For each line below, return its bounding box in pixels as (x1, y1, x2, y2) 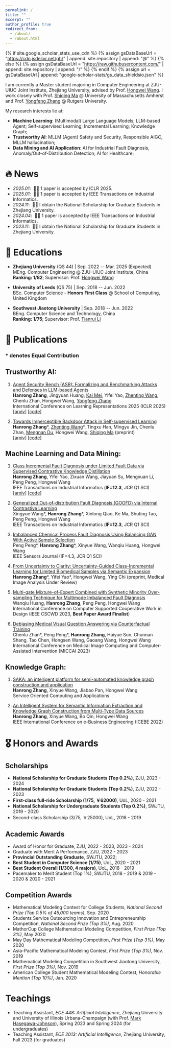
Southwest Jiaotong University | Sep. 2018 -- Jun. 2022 (12, 305, 133, 311)
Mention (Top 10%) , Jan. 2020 (12, 974, 77, 981)
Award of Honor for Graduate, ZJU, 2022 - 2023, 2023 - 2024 (12, 843, 144, 849)
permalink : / (5, 7, 33, 13)
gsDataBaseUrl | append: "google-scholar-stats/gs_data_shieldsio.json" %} (5, 72, 164, 78)
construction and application (12, 682, 73, 688)
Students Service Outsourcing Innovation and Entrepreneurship (12, 915, 146, 921)
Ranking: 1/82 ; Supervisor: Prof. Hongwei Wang (12, 274, 114, 280)
